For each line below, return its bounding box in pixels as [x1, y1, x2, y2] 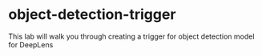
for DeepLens [8, 39, 54, 49]
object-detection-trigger [8, 6, 176, 24]
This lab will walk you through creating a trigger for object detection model [8, 32, 255, 41]
